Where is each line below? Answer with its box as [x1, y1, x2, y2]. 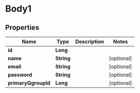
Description [75, 38, 105, 45]
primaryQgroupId [8, 79, 51, 86]
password [8, 71, 32, 78]
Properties [5, 23, 39, 32]
